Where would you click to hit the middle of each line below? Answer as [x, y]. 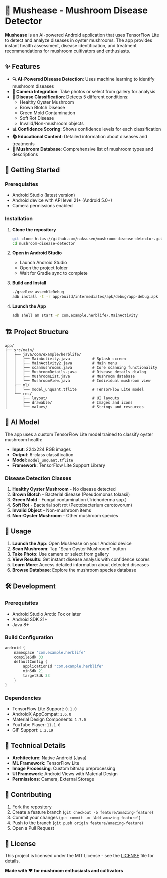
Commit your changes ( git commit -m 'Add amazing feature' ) [76, 817]
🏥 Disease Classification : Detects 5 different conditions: [70, 97]
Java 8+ [21, 624]
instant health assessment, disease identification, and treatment [71, 45]
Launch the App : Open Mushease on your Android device [72, 543]
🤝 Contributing [28, 795]
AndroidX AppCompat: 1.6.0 [42, 714]
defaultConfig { [31, 662]
